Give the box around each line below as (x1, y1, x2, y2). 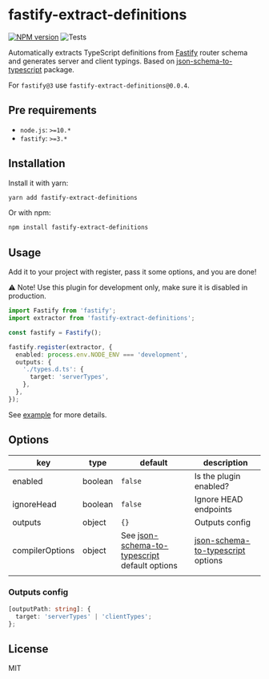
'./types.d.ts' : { (22, 365, 84, 374)
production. (8, 291, 46, 301)
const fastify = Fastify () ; (8, 328, 102, 336)
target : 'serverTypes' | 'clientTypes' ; (15, 612, 152, 620)
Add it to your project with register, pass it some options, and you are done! (8, 267, 257, 277)
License (8, 642, 49, 656)
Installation (8, 157, 66, 170)
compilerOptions (12, 544, 75, 555)
